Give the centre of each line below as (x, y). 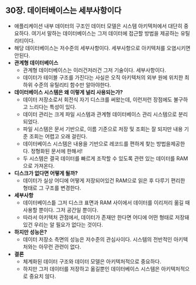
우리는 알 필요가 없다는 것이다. (69, 224)
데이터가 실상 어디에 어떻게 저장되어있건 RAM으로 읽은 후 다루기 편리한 (104, 180)
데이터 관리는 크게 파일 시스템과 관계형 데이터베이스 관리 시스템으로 (100, 114)
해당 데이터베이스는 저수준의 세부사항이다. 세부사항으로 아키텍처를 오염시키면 (102, 48)
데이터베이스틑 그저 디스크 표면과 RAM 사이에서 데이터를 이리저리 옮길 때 (106, 203)
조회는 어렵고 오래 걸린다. (58, 136)
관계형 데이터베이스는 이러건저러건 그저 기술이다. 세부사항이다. (94, 70)
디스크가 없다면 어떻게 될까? (46, 173)
